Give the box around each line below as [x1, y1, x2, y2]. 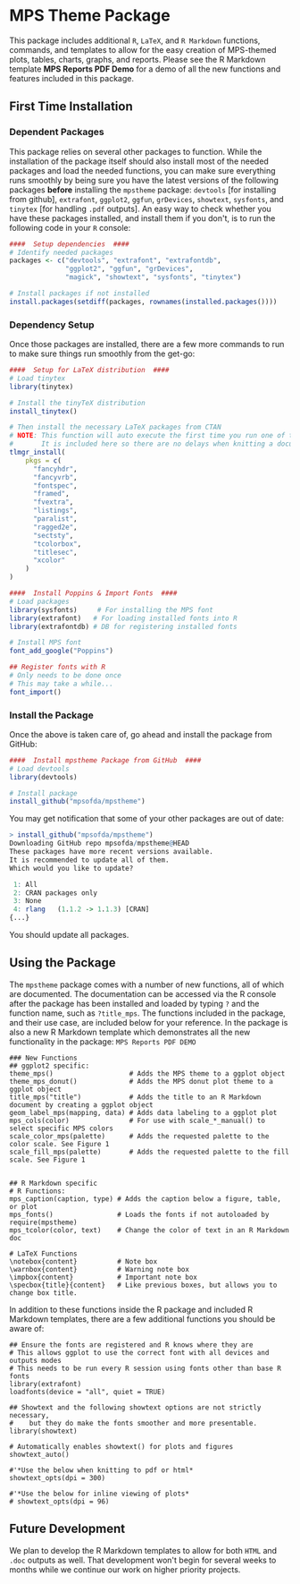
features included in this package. [9, 72, 134, 83]
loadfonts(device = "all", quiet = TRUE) [9, 1387, 166, 1396]
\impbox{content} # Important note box [9, 1273, 198, 1282]
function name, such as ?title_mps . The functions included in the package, [9, 1008, 286, 1018]
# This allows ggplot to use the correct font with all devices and [9, 1348, 270, 1357]
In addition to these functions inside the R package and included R [9, 1304, 253, 1315]
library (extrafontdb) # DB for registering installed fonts [9, 622, 238, 631]
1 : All [12, 880, 38, 889]
